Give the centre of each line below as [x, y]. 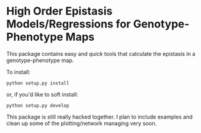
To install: [18, 72]
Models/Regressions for [69, 24]
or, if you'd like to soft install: [42, 94]
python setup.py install [38, 83]
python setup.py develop [38, 105]
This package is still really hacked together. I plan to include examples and [100, 117]
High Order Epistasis [59, 11]
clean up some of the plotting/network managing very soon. [82, 123]
